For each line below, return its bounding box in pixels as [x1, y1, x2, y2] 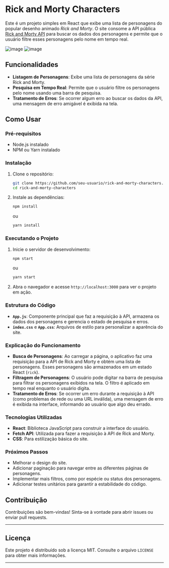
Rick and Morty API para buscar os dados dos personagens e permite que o [5, 31, 163, 37]
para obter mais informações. [5, 552, 66, 558]
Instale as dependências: [12, 195, 64, 201]
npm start [12, 256, 34, 261]
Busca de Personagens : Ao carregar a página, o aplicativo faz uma [12, 353, 152, 359]
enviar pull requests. [5, 514, 48, 521]
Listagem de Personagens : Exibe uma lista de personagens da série [12, 74, 155, 80]
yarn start [12, 275, 36, 280]
